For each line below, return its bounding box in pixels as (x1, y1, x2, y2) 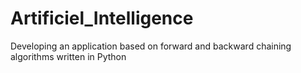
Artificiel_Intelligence (10, 7, 194, 30)
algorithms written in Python (10, 50, 127, 62)
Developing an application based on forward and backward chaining (10, 40, 292, 52)
